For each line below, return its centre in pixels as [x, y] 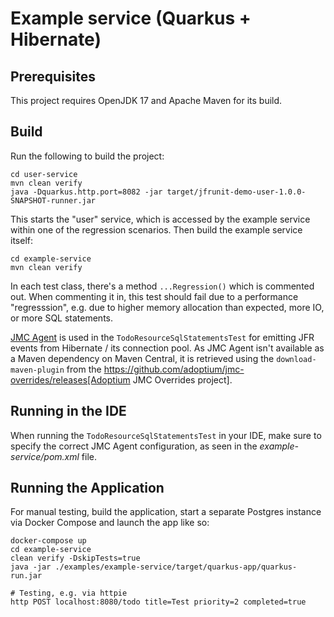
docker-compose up [48, 541]
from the [84, 369]
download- [296, 359]
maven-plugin [37, 370]
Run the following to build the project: [87, 156]
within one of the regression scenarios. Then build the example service [156, 229]
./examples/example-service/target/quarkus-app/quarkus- [176, 567]
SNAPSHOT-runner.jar [53, 200]
